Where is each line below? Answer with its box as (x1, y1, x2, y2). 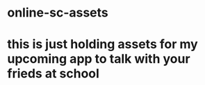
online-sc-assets (7, 5, 109, 21)
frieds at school (7, 66, 99, 82)
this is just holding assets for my (7, 37, 198, 53)
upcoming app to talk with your (7, 51, 190, 67)
